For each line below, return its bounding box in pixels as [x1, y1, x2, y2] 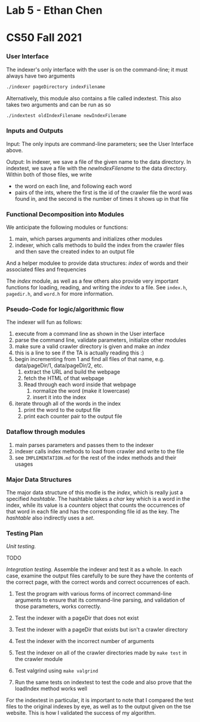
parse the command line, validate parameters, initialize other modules [14, 336, 186, 344]
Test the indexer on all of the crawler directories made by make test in [14, 649, 187, 656]
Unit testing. [6, 543, 36, 550]
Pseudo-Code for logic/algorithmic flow [6, 305, 124, 313]
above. [6, 146, 23, 154]
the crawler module [14, 656, 63, 663]
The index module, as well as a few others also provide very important [6, 277, 179, 284]
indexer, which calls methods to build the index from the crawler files [14, 241, 184, 249]
